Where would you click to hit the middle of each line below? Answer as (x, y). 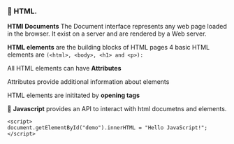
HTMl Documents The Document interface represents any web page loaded (117, 27)
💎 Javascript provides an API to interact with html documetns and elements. (117, 109)
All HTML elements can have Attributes (64, 69)
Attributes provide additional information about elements (88, 82)
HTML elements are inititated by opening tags (74, 95)
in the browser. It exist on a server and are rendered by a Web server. (107, 34)
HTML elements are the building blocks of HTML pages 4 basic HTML (109, 48)
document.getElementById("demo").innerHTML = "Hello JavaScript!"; (108, 128)
